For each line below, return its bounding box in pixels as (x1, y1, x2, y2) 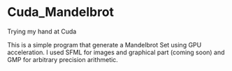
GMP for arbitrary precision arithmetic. (7, 55, 119, 63)
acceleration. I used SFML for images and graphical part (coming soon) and (7, 48, 225, 56)
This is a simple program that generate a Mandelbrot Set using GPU (7, 40, 202, 49)
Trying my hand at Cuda (7, 27, 77, 35)
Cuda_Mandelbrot (7, 4, 114, 20)
